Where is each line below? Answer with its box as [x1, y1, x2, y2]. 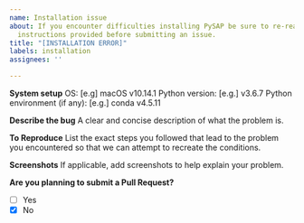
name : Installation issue [9, 13, 107, 23]
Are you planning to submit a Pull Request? [9, 177, 175, 188]
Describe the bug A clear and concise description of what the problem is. [9, 115, 284, 125]
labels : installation [9, 47, 91, 56]
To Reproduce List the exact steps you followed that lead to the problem [9, 133, 279, 143]
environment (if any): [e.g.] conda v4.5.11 [9, 98, 161, 108]
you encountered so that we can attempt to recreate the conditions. [9, 142, 261, 153]
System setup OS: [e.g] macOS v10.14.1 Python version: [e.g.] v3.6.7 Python [9, 88, 292, 98]
